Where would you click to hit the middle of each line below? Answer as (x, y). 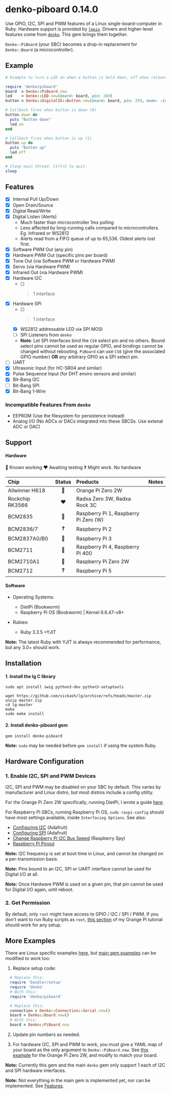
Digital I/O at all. (22, 874)
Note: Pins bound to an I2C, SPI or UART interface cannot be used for (78, 869)
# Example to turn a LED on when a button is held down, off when (77, 77)
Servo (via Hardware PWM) (41, 267)
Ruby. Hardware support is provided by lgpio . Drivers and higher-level (79, 29)
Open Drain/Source (33, 205)
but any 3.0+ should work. (33, 647)
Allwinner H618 (27, 490)
